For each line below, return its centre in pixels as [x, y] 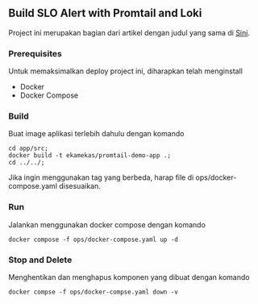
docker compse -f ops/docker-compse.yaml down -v [94, 292]
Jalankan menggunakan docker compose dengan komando [107, 224]
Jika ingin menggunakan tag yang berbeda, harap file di [101, 177]
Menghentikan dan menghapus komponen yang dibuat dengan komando [129, 277]
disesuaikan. [80, 186]
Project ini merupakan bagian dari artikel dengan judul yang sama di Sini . [129, 32]
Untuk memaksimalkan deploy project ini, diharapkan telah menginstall [126, 71]
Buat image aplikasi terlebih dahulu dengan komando [96, 134]
